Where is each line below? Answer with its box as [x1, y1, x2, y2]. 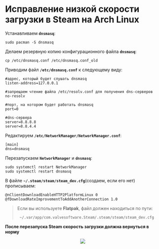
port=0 [5, 106, 19, 112]
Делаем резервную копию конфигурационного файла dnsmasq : [5, 48, 137, 54]
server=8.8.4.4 [5, 124, 36, 129]
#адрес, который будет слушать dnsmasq [5, 76, 87, 81]
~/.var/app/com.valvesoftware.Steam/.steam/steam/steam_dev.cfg [19, 215, 154, 220]
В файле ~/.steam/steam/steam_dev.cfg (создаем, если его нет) [5, 177, 135, 183]
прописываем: [5, 183, 36, 189]
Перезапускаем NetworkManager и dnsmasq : [5, 155, 93, 161]
